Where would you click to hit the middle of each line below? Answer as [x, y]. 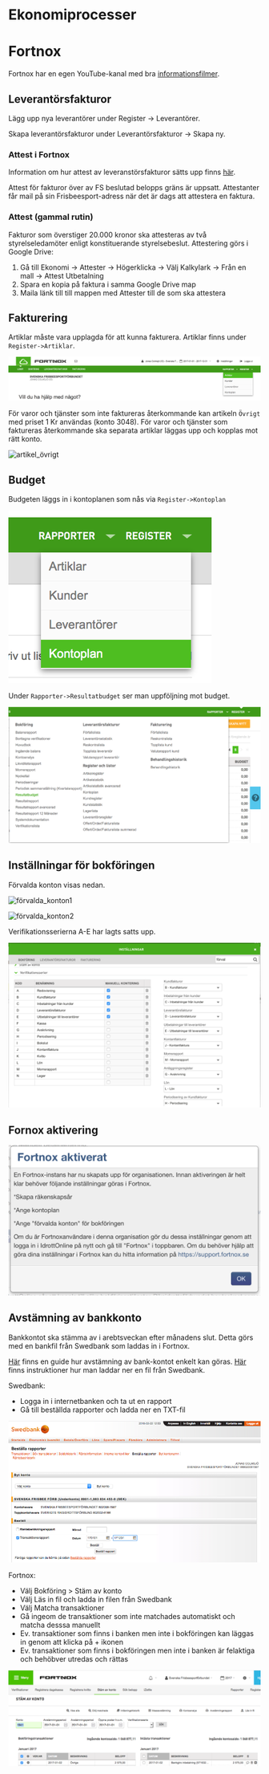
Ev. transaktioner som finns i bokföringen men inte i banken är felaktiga [137, 1650]
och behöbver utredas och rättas [74, 1658]
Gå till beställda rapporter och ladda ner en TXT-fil [102, 1410]
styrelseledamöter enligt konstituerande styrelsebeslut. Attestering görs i [128, 243]
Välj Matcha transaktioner [62, 1608]
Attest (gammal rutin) [51, 217]
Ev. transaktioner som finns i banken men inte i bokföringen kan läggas [137, 1633]
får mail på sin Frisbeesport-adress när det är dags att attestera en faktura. [132, 196]
